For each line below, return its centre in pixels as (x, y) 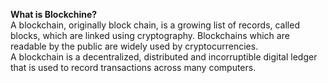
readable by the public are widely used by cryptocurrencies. (134, 46)
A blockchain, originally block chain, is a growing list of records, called (155, 25)
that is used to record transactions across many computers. (133, 67)
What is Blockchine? (54, 14)
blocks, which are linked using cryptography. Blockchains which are (150, 35)
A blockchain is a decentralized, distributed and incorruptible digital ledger (164, 57)
